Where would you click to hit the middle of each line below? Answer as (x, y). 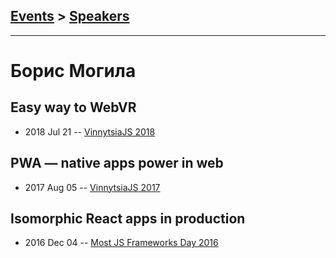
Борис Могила (73, 71)
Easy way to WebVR (73, 107)
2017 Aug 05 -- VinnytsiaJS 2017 (92, 187)
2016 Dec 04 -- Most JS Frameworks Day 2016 (121, 243)
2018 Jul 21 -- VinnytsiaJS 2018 (90, 131)
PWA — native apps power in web (117, 163)
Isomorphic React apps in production (128, 219)
